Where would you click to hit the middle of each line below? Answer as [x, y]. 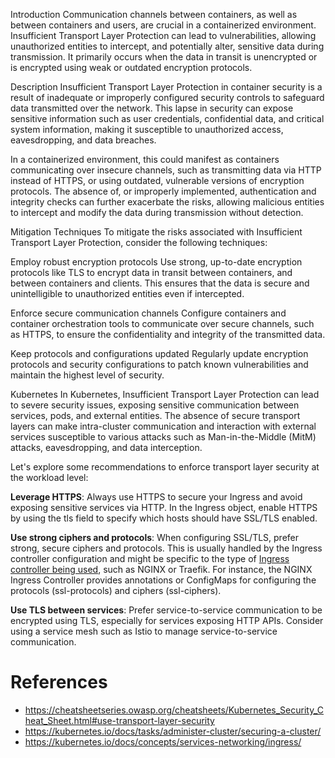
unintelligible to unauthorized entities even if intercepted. [127, 293]
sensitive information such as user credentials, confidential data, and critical [167, 118]
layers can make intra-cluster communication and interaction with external [163, 426]
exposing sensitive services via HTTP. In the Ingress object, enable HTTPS [164, 507]
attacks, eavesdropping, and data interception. [106, 447]
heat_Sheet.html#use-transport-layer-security [119, 720]
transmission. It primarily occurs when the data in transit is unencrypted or [164, 57]
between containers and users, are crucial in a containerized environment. [163, 25]
